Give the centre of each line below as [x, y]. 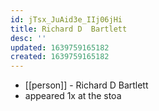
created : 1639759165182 [60, 57]
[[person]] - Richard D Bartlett [86, 85]
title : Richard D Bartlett [69, 29]
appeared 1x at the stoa [73, 96]
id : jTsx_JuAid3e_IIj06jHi [66, 19]
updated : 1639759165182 [60, 47]
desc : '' [28, 38]
